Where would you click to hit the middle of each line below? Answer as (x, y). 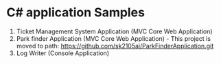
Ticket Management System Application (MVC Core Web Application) (115, 31)
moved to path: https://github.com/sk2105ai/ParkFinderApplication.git (115, 46)
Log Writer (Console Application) (63, 53)
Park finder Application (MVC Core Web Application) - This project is (113, 38)
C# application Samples (76, 13)
